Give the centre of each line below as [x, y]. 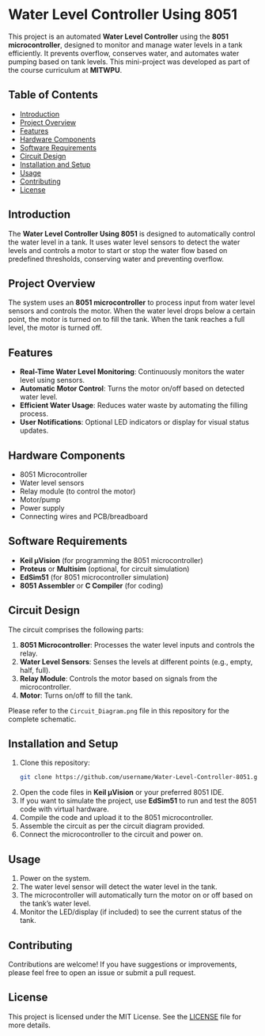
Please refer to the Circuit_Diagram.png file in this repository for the [119, 710]
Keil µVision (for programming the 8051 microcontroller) [111, 560]
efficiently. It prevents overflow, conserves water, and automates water [124, 53]
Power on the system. [55, 879]
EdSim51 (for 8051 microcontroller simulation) [94, 577]
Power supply [42, 508]
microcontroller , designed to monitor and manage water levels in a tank [125, 44]
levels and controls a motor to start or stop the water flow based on [118, 250]
